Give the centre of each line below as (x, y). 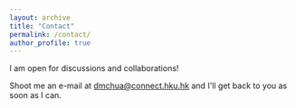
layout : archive (40, 18)
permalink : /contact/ (50, 34)
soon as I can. (35, 95)
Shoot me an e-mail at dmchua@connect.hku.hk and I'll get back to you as (148, 85)
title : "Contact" (42, 26)
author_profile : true (50, 43)
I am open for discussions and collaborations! (94, 68)
